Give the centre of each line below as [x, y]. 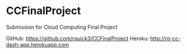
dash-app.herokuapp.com [38, 45]
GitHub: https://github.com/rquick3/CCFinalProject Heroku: [78, 38]
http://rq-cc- [165, 38]
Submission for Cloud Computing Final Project [62, 27]
